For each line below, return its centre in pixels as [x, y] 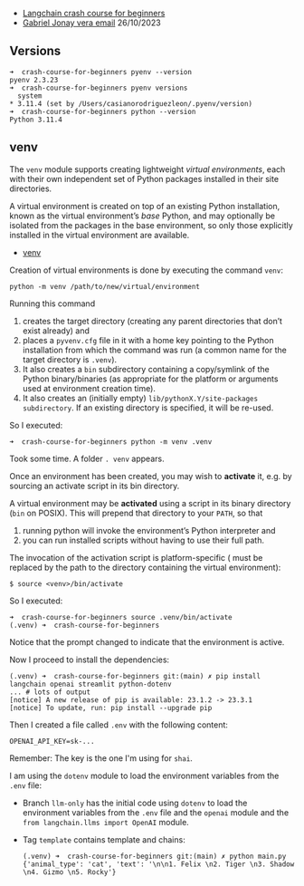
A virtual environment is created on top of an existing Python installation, [145, 206]
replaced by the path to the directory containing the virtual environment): [145, 567]
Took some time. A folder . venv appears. [87, 458]
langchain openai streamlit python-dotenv [90, 684]
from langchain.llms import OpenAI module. [106, 822]
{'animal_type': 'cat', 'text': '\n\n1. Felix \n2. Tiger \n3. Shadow [158, 864]
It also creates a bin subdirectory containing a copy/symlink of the [146, 369]
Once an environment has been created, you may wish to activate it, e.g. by [151, 476]
